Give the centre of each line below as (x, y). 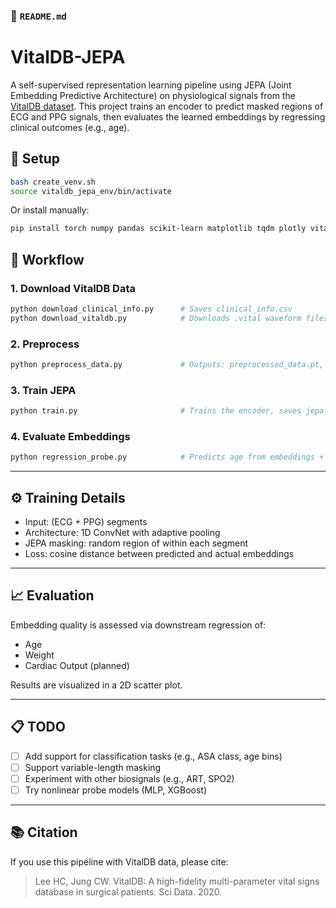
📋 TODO (38, 727)
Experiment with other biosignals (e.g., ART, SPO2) (129, 778)
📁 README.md (38, 16)
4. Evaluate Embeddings (70, 436)
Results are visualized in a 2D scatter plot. (96, 685)
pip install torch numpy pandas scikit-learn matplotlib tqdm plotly (158, 229)
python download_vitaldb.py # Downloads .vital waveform (156, 318)
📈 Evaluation (52, 595)
